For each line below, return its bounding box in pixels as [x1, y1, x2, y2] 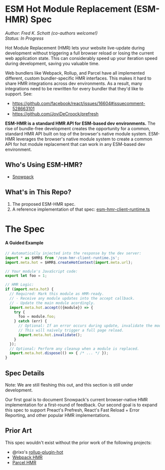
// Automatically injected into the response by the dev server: [5, 250, 141, 256]
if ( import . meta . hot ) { [5, 287, 54, 292]
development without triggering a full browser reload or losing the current [5, 50, 154, 56]
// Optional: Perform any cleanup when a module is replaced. [9, 346, 139, 351]
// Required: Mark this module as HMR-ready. [9, 291, 105, 297]
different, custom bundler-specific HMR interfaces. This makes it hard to [5, 75, 152, 81]
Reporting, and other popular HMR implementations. [5, 413, 110, 418]
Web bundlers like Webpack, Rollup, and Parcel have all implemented [5, 70, 145, 76]
